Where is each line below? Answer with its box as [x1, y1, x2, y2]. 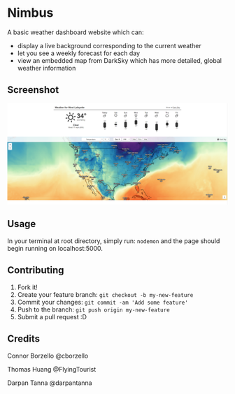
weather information [17, 64, 76, 72]
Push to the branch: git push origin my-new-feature [17, 305, 170, 314]
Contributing [7, 264, 64, 277]
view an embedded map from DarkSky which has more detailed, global [17, 56, 222, 64]
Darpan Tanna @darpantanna [7, 379, 92, 387]
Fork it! [17, 283, 38, 291]
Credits [7, 333, 41, 345]
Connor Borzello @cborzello [7, 351, 89, 360]
